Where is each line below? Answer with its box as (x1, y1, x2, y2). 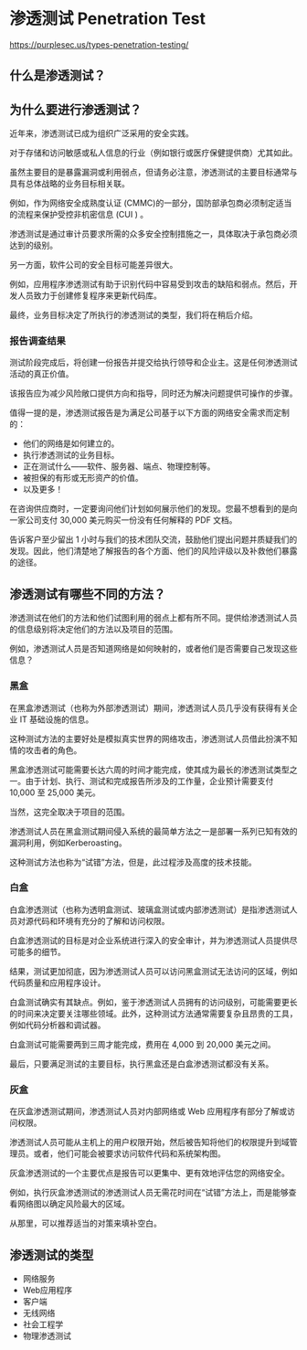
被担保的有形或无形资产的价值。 (22, 473, 143, 484)
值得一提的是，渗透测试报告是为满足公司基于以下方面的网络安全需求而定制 (9, 408, 290, 419)
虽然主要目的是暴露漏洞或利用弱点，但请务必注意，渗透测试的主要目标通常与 (9, 166, 298, 178)
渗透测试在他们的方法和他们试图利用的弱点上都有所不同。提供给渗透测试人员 (9, 612, 298, 623)
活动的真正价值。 (9, 368, 74, 379)
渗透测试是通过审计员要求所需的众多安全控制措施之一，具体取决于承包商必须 (9, 229, 298, 239)
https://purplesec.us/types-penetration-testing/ (9, 38, 189, 50)
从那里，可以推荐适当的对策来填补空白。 (9, 1217, 162, 1229)
